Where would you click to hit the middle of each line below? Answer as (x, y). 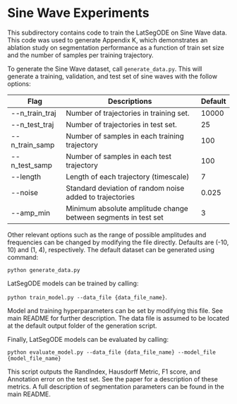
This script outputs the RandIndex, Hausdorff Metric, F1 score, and (104, 372)
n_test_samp (32, 165)
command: (23, 257)
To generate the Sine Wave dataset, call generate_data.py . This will (105, 69)
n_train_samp (33, 145)
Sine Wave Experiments (78, 13)
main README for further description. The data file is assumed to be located (118, 318)
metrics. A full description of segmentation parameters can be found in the (116, 386)
